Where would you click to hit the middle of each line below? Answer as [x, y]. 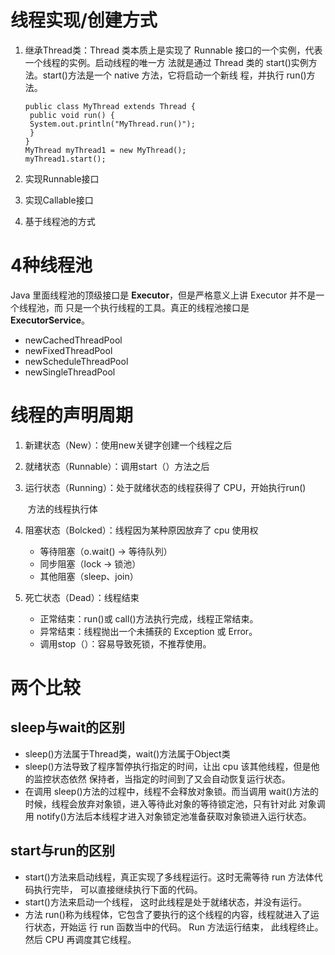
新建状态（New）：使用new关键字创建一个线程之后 [128, 445]
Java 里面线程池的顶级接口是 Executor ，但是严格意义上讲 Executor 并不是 [163, 295]
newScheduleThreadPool [76, 361]
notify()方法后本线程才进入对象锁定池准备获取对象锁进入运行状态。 [174, 816]
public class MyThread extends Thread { [110, 106]
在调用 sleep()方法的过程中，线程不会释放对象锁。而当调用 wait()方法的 [172, 791]
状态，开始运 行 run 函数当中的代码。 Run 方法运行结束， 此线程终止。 [178, 927]
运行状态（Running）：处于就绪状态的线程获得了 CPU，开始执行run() [165, 487]
